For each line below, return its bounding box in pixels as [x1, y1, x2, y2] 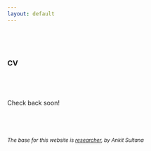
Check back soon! [7, 98, 60, 107]
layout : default [7, 10, 55, 18]
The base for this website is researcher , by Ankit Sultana [7, 136, 144, 144]
